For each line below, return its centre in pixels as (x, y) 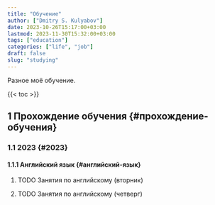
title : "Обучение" (34, 14)
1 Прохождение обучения (67, 117)
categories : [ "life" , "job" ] (50, 47)
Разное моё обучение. (42, 80)
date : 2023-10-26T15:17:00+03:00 (57, 27)
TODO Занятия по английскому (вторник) (80, 180)
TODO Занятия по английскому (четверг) (80, 194)
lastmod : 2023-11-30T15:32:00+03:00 (61, 34)
